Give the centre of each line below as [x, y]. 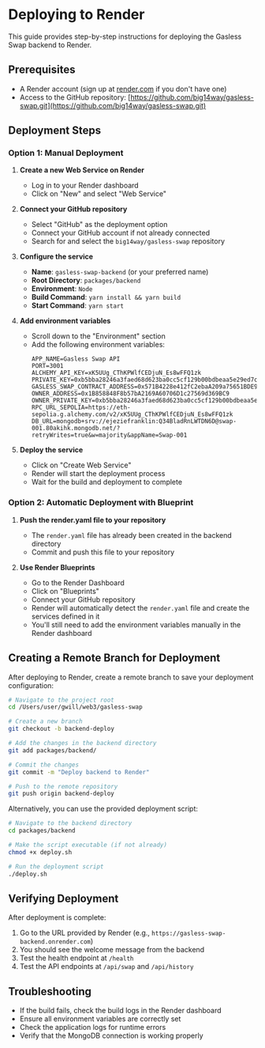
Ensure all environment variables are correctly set [100, 1019]
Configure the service [56, 257]
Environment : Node [62, 289]
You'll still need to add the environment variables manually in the [136, 624]
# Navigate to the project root [61, 700]
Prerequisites [42, 70]
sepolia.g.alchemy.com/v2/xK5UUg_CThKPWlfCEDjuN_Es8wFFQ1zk [132, 414]
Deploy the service [51, 450]
